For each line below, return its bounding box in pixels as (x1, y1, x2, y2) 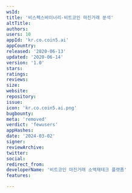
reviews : (6, 76, 28, 83)
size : (6, 83, 20, 89)
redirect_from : (6, 161, 45, 168)
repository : (6, 93, 36, 100)
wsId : (6, 8, 20, 15)
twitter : (6, 150, 28, 156)
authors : (6, 25, 28, 32)
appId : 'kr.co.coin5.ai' (6, 37, 69, 43)
